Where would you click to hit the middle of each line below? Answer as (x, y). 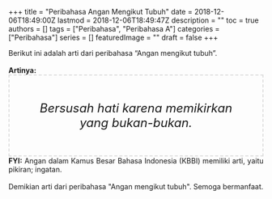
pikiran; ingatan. (35, 169)
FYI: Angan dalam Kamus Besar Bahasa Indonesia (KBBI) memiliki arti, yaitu (136, 161)
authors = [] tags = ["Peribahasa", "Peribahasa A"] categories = (114, 29)
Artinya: (22, 70)
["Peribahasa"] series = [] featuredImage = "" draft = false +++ (113, 37)
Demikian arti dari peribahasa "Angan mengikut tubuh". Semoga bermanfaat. (136, 186)
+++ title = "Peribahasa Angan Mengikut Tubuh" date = (100, 12)
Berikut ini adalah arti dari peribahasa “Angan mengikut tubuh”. (113, 53)
